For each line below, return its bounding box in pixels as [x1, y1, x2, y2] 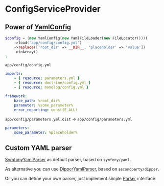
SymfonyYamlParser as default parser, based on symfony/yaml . [5, 156, 131, 162]
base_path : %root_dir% [14, 98, 60, 103]
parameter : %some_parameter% [14, 103, 73, 108]
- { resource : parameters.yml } [14, 76, 80, 81]
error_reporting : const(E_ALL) [14, 107, 78, 112]
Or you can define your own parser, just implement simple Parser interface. [5, 175, 157, 181]
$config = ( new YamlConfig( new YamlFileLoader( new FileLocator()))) [5, 36, 148, 41]
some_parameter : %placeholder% [14, 130, 78, 135]
